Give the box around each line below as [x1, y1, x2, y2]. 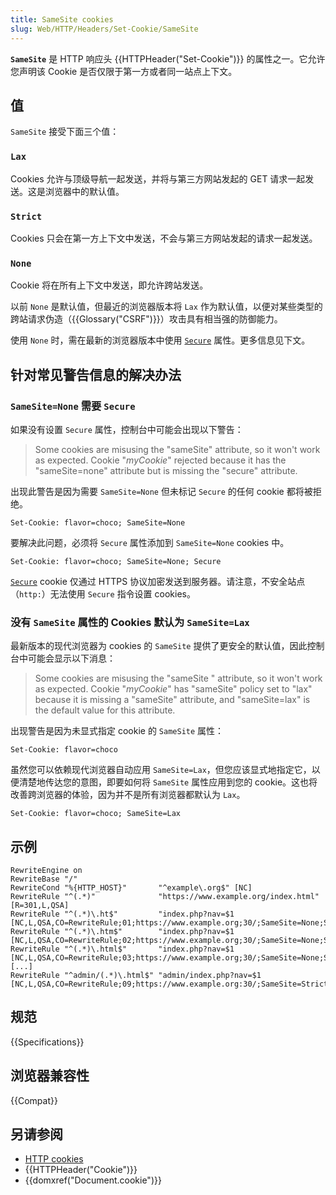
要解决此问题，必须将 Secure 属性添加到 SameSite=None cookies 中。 [10, 536, 290, 548]
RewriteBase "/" [10, 874, 78, 884]
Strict [10, 211, 43, 222]
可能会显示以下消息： [27, 652, 116, 665]
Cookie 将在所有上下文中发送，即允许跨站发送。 [10, 279, 209, 291]
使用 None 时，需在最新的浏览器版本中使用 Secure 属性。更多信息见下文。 [10, 334, 311, 346]
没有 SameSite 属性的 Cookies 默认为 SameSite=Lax [10, 615, 250, 629]
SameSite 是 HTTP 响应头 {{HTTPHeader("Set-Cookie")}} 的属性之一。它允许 [10, 52, 326, 65]
